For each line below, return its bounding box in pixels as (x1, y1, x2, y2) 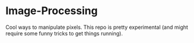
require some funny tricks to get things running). (5, 29, 123, 37)
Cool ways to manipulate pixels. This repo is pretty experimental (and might (5, 24, 189, 31)
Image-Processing (5, 4, 98, 18)
